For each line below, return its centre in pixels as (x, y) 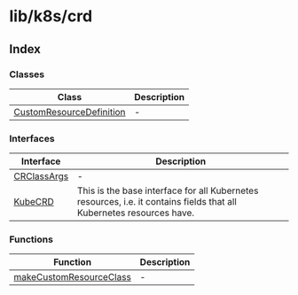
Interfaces (32, 138)
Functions (31, 239)
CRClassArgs (41, 176)
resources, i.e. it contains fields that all (157, 202)
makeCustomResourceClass (72, 277)
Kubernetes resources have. (136, 213)
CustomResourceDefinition (70, 112)
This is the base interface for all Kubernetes (168, 190)
